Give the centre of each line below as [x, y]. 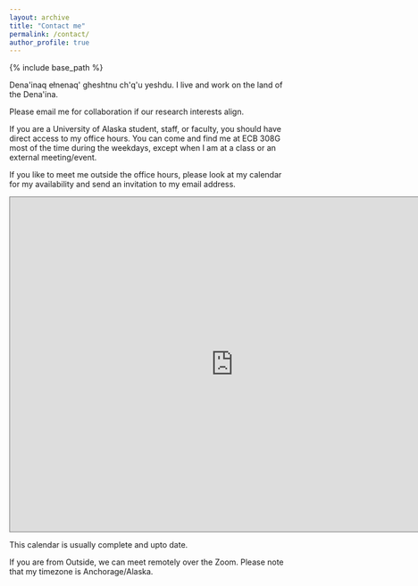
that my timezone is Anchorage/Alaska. [81, 572]
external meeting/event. [53, 158]
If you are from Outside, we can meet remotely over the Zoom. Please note [146, 562]
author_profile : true [50, 42]
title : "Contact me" [48, 26]
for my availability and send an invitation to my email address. [123, 185]
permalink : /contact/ [50, 34]
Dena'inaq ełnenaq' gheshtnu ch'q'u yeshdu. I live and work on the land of [146, 85]
